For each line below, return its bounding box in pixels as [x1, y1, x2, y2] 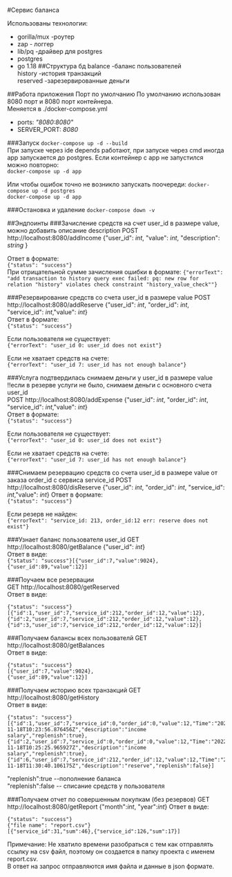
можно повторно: [7, 161, 59, 168]
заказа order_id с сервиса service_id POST [7, 476, 133, 484]
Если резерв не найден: [7, 510, 78, 518]
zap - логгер [17, 40, 54, 48]
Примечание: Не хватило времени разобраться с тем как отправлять [7, 840, 214, 848]
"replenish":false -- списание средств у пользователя [7, 782, 165, 790]
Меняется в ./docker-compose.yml [7, 105, 108, 113]
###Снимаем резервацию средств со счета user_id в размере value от [7, 469, 218, 476]
